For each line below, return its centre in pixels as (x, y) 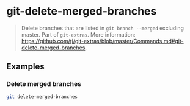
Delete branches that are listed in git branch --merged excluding (103, 28)
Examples (25, 67)
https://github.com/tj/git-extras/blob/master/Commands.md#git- (103, 41)
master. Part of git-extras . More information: (78, 34)
